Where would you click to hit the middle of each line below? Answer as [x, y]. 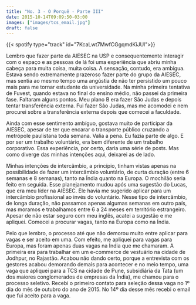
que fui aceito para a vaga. [38, 296]
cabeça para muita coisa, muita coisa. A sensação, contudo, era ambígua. [95, 69]
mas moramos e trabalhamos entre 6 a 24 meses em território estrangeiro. [96, 209]
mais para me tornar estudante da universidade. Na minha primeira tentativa [98, 87]
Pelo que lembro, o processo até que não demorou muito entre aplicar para [97, 233]
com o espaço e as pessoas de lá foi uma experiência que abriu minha [91, 62]
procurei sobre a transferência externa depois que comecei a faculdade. [94, 112]
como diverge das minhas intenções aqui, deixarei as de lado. [81, 155]
